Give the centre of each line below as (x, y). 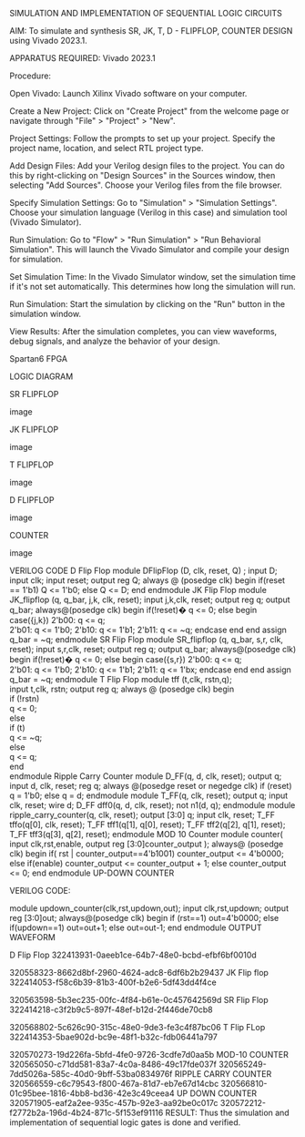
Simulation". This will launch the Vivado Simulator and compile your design (149, 249)
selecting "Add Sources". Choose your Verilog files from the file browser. (146, 185)
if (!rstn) (25, 699)
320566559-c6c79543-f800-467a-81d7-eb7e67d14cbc (114, 1084)
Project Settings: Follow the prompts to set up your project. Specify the (142, 138)
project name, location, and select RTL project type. (107, 148)
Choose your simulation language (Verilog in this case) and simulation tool (148, 212)
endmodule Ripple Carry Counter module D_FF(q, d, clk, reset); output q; (146, 776)
